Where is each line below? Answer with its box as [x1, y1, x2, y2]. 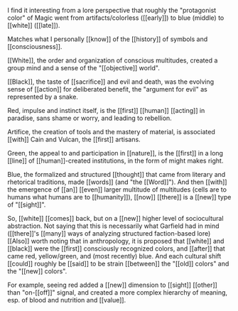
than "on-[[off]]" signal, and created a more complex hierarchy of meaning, [7, 288, 228, 297]
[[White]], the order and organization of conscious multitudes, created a [7, 56, 218, 65]
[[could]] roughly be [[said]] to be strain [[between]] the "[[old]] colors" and [7, 259, 229, 268]
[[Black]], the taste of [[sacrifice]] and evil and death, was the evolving [7, 77, 215, 86]
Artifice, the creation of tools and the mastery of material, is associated [7, 128, 215, 136]
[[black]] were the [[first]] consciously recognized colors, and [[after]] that [7, 244, 225, 253]
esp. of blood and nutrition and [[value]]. [7, 296, 126, 304]
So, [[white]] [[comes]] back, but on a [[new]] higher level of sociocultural [7, 214, 224, 222]
